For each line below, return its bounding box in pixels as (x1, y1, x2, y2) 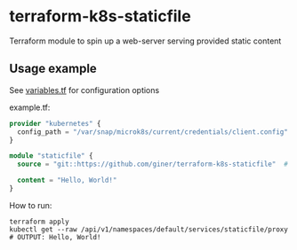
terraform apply (9, 217, 69, 226)
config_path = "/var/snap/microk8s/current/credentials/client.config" (17, 127, 289, 137)
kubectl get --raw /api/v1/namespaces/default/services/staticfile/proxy (9, 224, 289, 234)
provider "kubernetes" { (9, 119, 101, 128)
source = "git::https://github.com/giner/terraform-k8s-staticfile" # (17, 160, 289, 169)
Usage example (9, 61, 98, 76)
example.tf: (9, 102, 51, 113)
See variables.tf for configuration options (9, 84, 160, 95)
